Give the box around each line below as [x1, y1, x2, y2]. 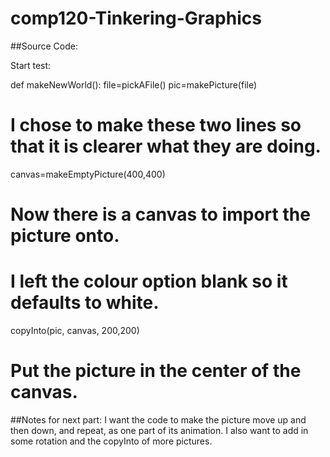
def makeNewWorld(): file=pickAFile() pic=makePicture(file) [10, 78, 258, 91]
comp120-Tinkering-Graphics [10, 7, 262, 30]
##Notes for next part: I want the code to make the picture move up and [10, 413, 307, 426]
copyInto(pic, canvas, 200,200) [10, 325, 140, 336]
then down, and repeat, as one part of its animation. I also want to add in [10, 424, 309, 436]
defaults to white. [10, 292, 160, 314]
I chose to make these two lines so [10, 114, 302, 137]
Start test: [10, 59, 52, 71]
